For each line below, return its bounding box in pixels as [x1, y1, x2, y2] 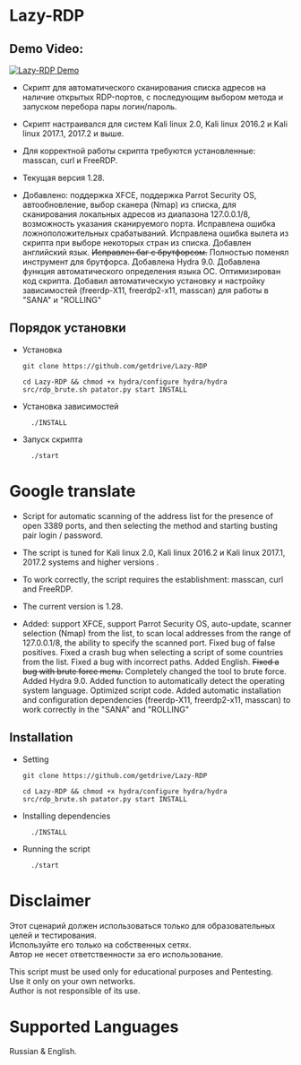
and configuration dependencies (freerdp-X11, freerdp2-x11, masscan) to [21, 694, 291, 705]
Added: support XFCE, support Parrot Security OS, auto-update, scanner [21, 618, 292, 628]
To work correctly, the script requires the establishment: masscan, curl [21, 574, 284, 584]
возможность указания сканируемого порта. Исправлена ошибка [21, 219, 276, 229]
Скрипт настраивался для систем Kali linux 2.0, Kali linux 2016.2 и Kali [21, 118, 288, 129]
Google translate [9, 481, 136, 501]
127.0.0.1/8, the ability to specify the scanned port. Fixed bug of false [21, 637, 276, 648]
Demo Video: [9, 41, 83, 56]
